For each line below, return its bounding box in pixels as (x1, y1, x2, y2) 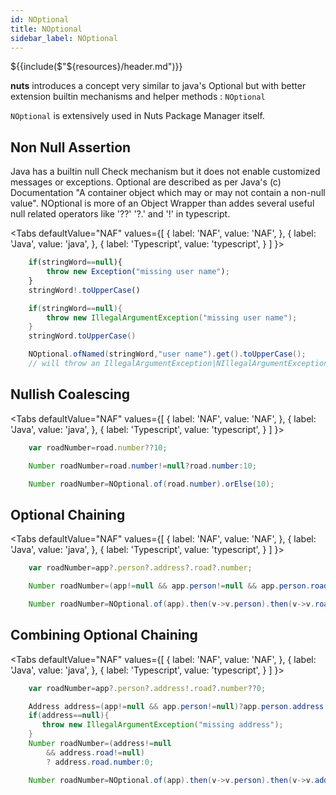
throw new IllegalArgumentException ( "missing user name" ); (46, 312, 298, 323)
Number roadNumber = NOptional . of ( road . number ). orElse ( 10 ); (28, 479, 275, 489)
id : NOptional (10, 14, 70, 25)
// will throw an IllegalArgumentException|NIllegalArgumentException (28, 359, 329, 369)
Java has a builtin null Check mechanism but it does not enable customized (10, 166, 321, 178)
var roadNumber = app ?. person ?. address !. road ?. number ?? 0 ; (28, 683, 267, 693)
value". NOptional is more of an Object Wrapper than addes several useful (10, 197, 315, 210)
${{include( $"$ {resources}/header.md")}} (10, 61, 183, 73)
